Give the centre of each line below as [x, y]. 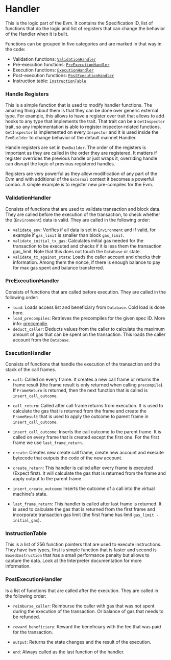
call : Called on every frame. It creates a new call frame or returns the [86, 380]
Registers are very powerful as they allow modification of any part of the [81, 174]
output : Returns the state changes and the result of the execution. [82, 642]
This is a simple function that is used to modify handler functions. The [79, 105]
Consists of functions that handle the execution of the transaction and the [83, 364]
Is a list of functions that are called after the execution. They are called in [82, 591]
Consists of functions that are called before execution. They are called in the [86, 292]
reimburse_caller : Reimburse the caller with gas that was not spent [83, 606]
